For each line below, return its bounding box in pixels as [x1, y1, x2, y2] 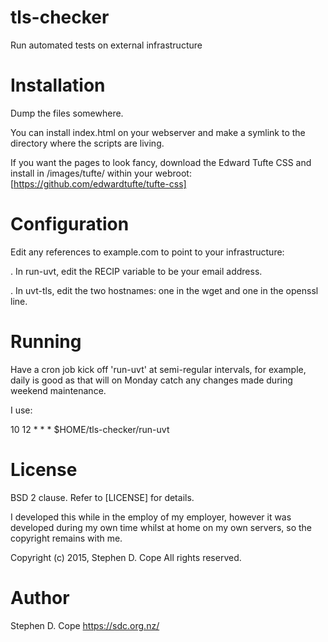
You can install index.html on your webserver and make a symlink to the [10, 126, 306, 138]
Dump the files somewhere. [10, 107, 124, 119]
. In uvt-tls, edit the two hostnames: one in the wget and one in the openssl [10, 284, 319, 296]
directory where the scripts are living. [10, 137, 165, 149]
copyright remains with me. [10, 532, 123, 544]
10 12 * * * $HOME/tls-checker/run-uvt [10, 423, 170, 435]
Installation [10, 74, 106, 97]
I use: [10, 404, 33, 416]
